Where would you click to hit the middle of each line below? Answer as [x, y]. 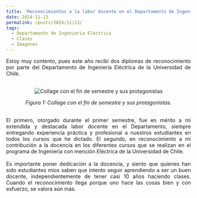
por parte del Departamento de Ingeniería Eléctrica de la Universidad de [98, 67]
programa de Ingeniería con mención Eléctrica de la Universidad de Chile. [95, 151]
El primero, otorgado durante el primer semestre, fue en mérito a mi [98, 120]
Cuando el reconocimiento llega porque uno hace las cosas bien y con [98, 182]
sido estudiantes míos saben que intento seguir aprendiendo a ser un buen [98, 170]
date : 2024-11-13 [27, 17]
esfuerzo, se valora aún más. [41, 189]
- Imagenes [25, 45]
